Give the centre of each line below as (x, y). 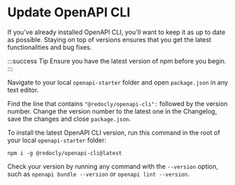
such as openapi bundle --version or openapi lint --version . (98, 174)
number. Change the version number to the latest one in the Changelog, (112, 111)
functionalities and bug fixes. (50, 47)
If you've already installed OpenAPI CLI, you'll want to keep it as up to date (116, 32)
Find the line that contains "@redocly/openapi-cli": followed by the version (118, 103)
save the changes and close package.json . (69, 119)
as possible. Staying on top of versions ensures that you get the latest (109, 39)
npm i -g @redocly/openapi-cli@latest (65, 153)
